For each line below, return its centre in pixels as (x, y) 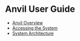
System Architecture (33, 33)
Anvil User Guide (40, 9)
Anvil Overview (27, 23)
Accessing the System (35, 28)
